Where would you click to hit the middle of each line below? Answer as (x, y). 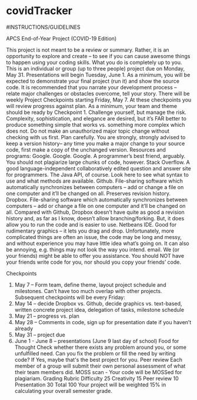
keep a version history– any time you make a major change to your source (96, 143)
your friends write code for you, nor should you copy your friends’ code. (94, 262)
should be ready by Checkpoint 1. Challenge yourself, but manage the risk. (96, 112)
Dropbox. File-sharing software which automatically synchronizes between (97, 199)
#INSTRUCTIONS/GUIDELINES (43, 27)
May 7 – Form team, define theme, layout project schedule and (90, 285)
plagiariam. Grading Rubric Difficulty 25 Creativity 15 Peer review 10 (96, 378)
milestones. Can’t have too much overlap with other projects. (88, 291)
